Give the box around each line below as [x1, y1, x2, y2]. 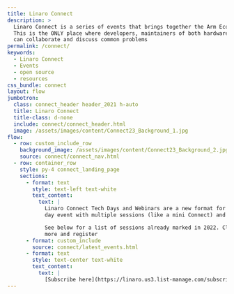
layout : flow [7, 88, 45, 95]
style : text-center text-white [32, 256, 123, 264]
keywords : [7, 50, 36, 57]
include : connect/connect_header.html [13, 120, 127, 128]
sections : [19, 172, 49, 179]
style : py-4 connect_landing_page [19, 166, 120, 173]
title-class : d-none [13, 114, 73, 121]
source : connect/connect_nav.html [19, 153, 120, 161]
